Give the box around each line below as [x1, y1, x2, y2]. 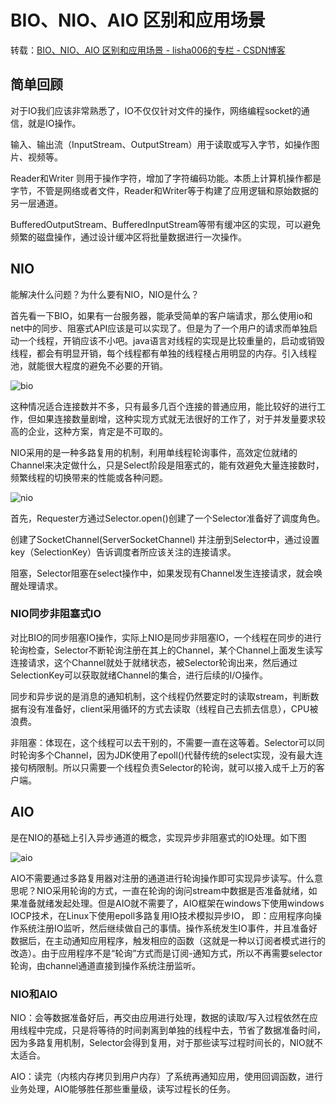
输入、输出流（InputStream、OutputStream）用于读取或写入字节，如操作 [10, 138, 312, 150]
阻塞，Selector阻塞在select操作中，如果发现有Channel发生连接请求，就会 [10, 567, 314, 579]
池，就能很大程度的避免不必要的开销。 [10, 359, 168, 371]
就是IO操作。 [27, 117, 82, 129]
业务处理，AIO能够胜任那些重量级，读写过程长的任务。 [10, 1082, 237, 1095]
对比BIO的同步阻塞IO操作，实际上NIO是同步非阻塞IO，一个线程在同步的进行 [10, 631, 322, 643]
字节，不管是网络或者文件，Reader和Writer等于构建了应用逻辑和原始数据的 [10, 184, 319, 196]
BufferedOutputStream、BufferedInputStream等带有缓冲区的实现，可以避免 [10, 218, 322, 230]
